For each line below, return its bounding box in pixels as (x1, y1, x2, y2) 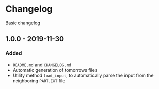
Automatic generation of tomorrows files (12, 67, 98, 73)
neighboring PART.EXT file (12, 77, 66, 84)
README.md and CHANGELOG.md (12, 62, 71, 68)
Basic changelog (5, 20, 41, 26)
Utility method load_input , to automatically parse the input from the (12, 72, 154, 78)
